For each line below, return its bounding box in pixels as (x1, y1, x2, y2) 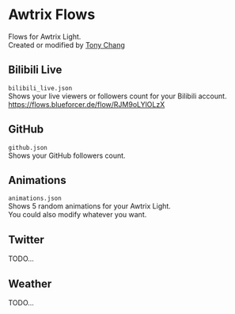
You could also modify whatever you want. (8, 210, 147, 220)
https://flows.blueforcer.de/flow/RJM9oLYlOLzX (8, 99, 165, 109)
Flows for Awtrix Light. (8, 32, 81, 41)
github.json (8, 144, 47, 151)
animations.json (8, 194, 62, 203)
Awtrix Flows (8, 6, 96, 24)
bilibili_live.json (8, 84, 73, 92)
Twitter (8, 232, 45, 247)
